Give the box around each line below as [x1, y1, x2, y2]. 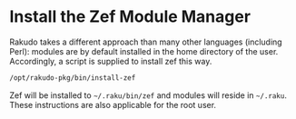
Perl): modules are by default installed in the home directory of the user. [9, 45, 279, 56]
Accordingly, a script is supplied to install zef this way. [9, 55, 212, 66]
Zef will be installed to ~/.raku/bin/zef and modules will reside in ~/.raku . [9, 89, 288, 101]
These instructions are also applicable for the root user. [9, 99, 216, 110]
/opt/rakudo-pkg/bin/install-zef [9, 73, 136, 83]
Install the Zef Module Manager [9, 6, 252, 27]
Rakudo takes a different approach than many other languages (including [9, 36, 283, 47]
